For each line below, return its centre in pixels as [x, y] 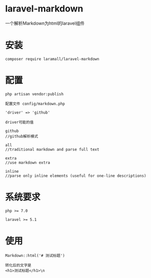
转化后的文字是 [18, 265]
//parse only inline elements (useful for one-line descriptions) [76, 176]
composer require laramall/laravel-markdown [52, 59]
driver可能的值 [19, 122]
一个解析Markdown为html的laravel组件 [45, 23]
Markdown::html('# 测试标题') [35, 255]
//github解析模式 [22, 136]
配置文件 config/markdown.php [35, 104]
